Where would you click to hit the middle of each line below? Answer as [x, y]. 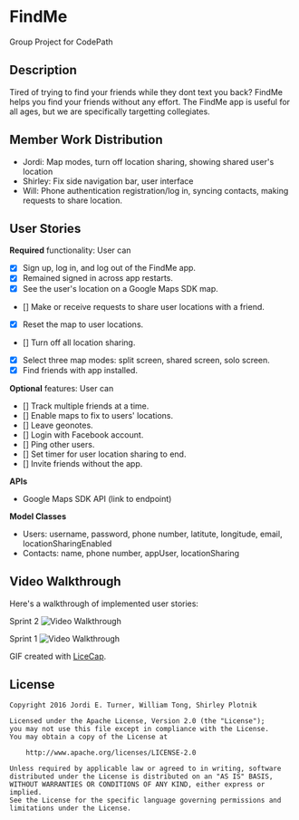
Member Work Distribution [86, 140]
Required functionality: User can [70, 250]
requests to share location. [72, 200]
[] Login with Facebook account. [83, 434]
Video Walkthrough [65, 582]
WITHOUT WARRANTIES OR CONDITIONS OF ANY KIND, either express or [137, 785]
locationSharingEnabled [67, 543]
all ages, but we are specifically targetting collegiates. [110, 111]
